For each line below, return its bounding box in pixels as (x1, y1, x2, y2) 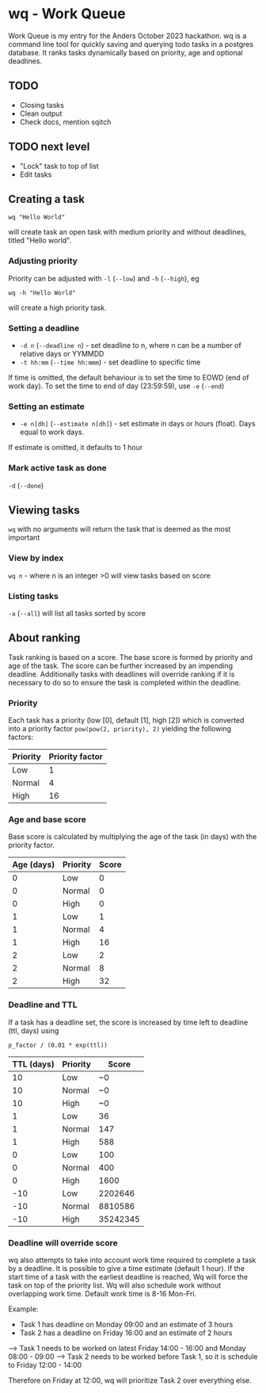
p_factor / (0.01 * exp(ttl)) (8, 1041, 108, 1049)
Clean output (19, 109, 63, 118)
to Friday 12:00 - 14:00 (8, 1360, 82, 1369)
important (8, 532, 40, 543)
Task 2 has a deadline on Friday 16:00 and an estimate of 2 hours (19, 1328, 233, 1338)
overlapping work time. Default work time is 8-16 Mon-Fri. (8, 1288, 197, 1298)
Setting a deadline (8, 322, 80, 334)
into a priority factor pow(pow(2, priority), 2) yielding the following (8, 724, 232, 734)
